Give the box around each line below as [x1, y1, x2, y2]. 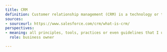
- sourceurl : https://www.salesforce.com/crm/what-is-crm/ [5, 21, 130, 26]
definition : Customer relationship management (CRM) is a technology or [5, 12, 159, 17]
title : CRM [5, 7, 28, 12]
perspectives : [5, 26, 35, 31]
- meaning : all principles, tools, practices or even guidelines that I [5, 30, 159, 35]
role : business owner [9, 35, 55, 40]
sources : [5, 16, 23, 21]
